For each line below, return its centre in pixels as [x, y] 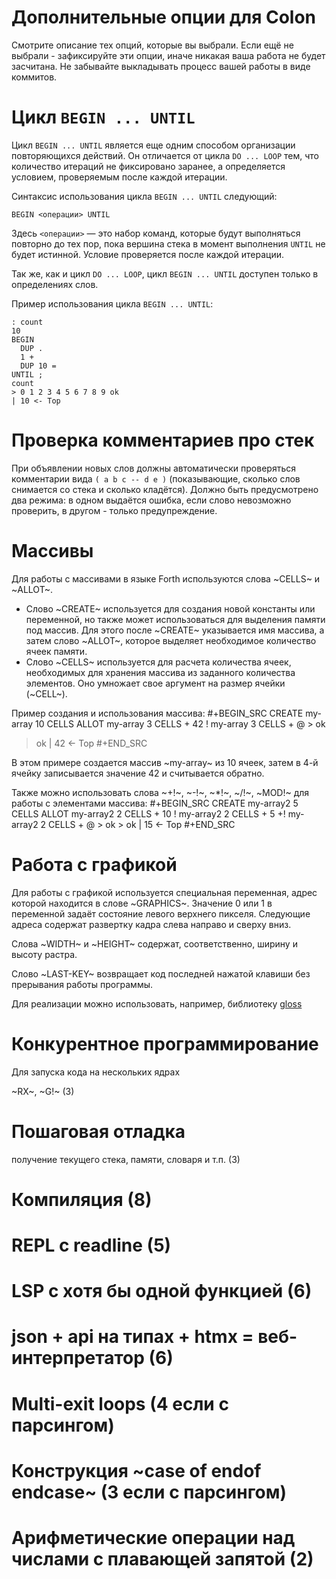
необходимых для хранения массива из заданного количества [160, 672]
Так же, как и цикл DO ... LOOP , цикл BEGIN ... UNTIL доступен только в [165, 273]
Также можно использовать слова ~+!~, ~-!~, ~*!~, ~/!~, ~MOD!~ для [160, 792]
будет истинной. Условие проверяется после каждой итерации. [147, 254]
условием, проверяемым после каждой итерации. [119, 177]
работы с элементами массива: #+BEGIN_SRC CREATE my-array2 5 [155, 803]
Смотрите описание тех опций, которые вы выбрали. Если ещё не [152, 45]
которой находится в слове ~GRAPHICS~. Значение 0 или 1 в [142, 903]
